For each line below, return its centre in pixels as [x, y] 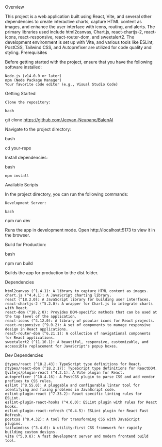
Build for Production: [25, 244]
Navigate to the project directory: [38, 129]
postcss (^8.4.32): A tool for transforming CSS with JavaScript [72, 419]
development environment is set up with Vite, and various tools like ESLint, [79, 42]
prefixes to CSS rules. [29, 381]
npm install [17, 176]
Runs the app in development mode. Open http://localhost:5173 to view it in [80, 230]
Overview [15, 7]
